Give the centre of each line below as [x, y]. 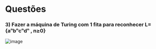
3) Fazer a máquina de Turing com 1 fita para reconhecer [75, 25]
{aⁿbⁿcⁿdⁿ [17, 31]
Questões [26, 9]
